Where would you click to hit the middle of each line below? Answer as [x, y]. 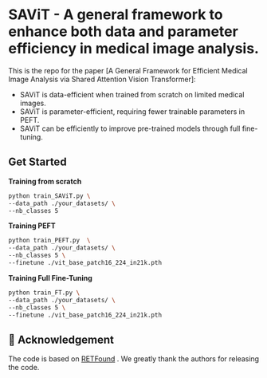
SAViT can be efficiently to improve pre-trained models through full [130, 128]
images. [33, 103]
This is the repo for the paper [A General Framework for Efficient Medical [128, 70]
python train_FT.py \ [44, 293]
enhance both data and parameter [124, 31]
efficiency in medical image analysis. [133, 49]
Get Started [37, 162]
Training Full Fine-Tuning [51, 278]
